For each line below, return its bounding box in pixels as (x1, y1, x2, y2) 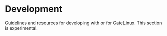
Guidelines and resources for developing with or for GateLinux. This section (5, 20, 162, 26)
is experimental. (5, 25, 38, 31)
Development (5, 3, 63, 15)
